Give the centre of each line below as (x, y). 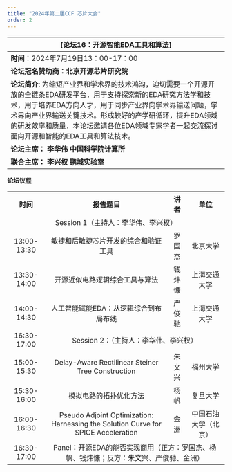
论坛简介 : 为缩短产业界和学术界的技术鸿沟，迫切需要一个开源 (109, 84)
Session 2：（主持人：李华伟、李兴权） (135, 340)
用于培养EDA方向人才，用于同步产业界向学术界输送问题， (118, 105)
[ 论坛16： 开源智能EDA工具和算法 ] (116, 44)
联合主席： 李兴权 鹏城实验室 (58, 162)
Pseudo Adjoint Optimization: (106, 415)
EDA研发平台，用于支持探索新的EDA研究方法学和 (125, 94)
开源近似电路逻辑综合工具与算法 (106, 280)
